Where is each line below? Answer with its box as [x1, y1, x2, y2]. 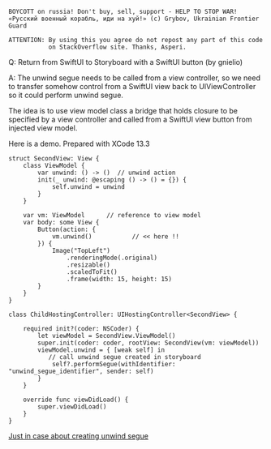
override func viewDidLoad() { [23, 396, 129, 404]
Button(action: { [37, 225, 96, 233]
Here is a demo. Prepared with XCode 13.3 [8, 139, 150, 148]
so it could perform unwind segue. [8, 90, 124, 100]
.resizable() [66, 261, 111, 269]
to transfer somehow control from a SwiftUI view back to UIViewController [8, 82, 256, 91]
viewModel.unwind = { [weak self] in [37, 346, 165, 354]
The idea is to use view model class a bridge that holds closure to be [8, 106, 238, 115]
